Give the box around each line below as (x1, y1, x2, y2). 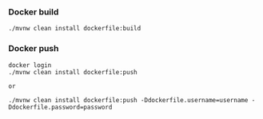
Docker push (8, 43, 59, 54)
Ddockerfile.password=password (8, 103, 113, 111)
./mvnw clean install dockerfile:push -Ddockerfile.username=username (8, 96, 249, 104)
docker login (8, 61, 52, 69)
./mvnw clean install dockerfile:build (8, 25, 141, 33)
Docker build (8, 6, 59, 18)
